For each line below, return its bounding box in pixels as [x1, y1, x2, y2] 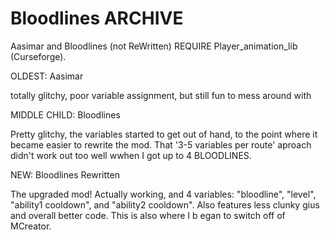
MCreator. [10, 220, 52, 232]
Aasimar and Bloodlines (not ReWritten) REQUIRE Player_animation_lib [10, 40, 298, 52]
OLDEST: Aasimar [10, 70, 84, 82]
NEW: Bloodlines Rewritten [10, 168, 120, 181]
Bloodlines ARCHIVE [10, 7, 184, 30]
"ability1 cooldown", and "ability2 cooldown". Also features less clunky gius [10, 198, 320, 211]
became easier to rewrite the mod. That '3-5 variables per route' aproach [10, 138, 312, 151]
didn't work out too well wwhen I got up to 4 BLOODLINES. [10, 149, 252, 161]
